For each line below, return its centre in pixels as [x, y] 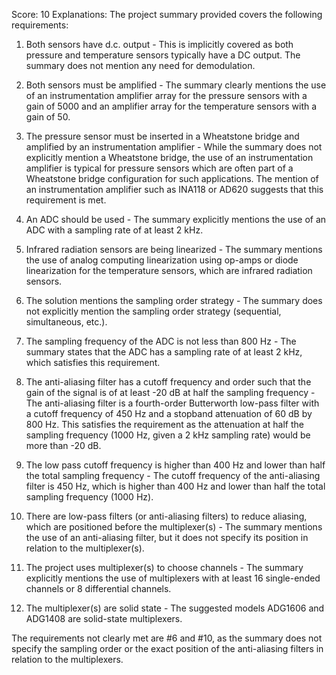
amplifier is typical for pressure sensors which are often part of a [159, 168]
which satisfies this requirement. [93, 362]
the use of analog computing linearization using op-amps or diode [162, 260]
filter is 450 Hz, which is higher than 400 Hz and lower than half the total [175, 486]
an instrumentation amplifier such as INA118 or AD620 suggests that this [174, 189]
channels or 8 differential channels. [98, 588]
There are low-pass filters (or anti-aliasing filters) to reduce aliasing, [166, 516]
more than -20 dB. [63, 445]
